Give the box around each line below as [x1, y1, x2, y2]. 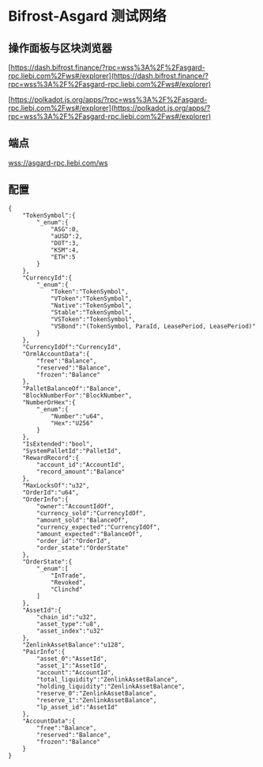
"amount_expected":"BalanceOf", [36, 530, 144, 538]
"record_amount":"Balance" [36, 468, 126, 476]
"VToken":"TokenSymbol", [50, 294, 133, 302]
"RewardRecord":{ [22, 454, 80, 461]
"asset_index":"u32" [36, 627, 104, 635]
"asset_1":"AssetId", [36, 662, 108, 670]
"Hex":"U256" [50, 419, 93, 427]
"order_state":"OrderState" [36, 544, 129, 552]
